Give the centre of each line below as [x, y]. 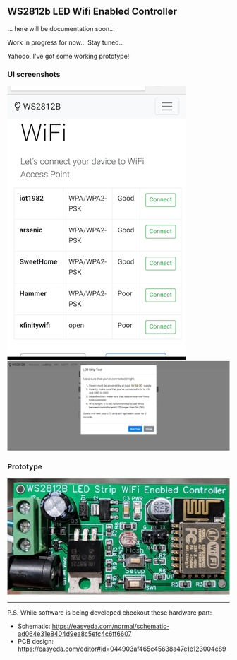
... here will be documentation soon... [61, 28]
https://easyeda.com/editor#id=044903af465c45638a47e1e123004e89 [122, 649]
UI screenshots [34, 74]
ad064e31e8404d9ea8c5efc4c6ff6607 [74, 634]
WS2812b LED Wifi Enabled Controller [92, 12]
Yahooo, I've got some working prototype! [68, 56]
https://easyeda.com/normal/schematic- [111, 626]
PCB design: [36, 641]
